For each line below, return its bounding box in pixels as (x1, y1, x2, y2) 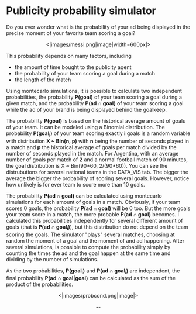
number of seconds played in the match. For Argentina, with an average (6, 150, 179, 157)
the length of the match (14, 76, 71, 83)
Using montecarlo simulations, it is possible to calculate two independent (6, 87, 183, 94)
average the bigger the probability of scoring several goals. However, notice (6, 174, 190, 182)
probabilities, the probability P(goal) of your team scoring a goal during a (6, 94, 183, 101)
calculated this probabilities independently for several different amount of (6, 217, 183, 224)
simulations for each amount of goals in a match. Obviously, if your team (6, 198, 181, 205)
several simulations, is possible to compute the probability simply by (6, 243, 171, 250)
